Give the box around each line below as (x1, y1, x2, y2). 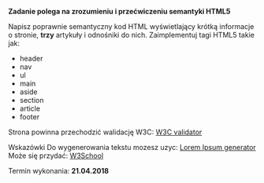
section (19, 96, 44, 104)
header (19, 54, 43, 63)
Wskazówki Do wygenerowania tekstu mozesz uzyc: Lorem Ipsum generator (8, 143, 256, 152)
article (19, 104, 41, 113)
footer (19, 112, 40, 121)
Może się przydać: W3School (8, 151, 104, 160)
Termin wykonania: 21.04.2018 (8, 167, 109, 175)
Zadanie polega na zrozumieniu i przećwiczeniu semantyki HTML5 (8, 7, 231, 16)
